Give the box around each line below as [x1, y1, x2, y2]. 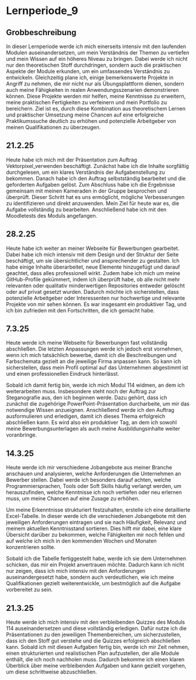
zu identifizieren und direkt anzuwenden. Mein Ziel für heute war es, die [6, 200, 180, 207]
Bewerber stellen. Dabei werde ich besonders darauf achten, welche [6, 476, 171, 483]
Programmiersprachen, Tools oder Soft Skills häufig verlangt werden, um [6, 483, 182, 490]
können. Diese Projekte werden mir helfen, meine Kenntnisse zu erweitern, [6, 92, 186, 99]
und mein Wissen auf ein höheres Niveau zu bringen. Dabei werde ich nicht [6, 56, 188, 62]
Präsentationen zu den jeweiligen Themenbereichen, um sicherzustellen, [6, 631, 181, 638]
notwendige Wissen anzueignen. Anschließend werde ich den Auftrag [6, 407, 174, 414]
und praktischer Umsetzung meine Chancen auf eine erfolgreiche [6, 111, 164, 118]
